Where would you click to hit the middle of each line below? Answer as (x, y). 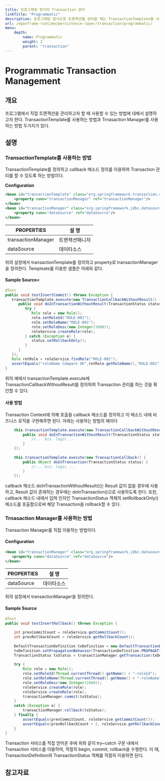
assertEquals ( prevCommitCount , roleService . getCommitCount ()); (89, 719)
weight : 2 (33, 42)
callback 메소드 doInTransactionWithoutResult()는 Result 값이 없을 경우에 (77, 486)
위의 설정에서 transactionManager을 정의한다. (50, 597)
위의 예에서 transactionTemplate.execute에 (47, 378)
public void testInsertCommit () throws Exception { (59, 295)
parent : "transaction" (46, 46)
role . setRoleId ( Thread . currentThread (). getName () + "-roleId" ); (90, 674)
